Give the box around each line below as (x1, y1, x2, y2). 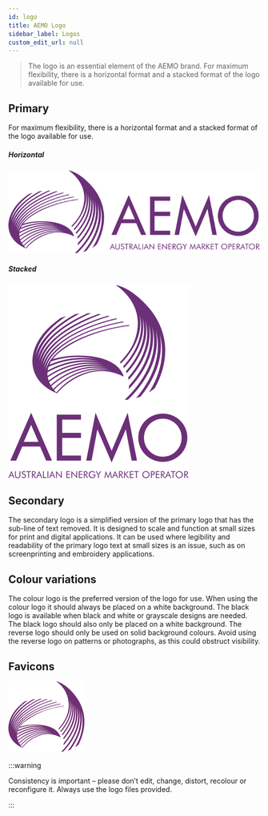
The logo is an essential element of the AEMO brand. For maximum (27, 61, 249, 71)
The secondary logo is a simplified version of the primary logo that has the (8, 515, 254, 525)
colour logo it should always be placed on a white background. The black (8, 602, 250, 612)
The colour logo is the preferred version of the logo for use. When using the (8, 594, 258, 604)
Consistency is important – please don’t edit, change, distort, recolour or (8, 776, 247, 786)
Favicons (8, 660, 55, 673)
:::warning (8, 761, 42, 770)
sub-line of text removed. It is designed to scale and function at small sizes (8, 523, 256, 533)
